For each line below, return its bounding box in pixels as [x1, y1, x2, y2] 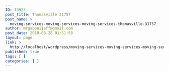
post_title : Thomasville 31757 [5, 12, 71, 17]
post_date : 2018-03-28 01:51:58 [5, 30, 73, 35]
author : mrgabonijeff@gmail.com [5, 26, 73, 31]
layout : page [5, 35, 33, 40]
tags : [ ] [5, 53, 26, 59]
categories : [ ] [5, 58, 39, 63]
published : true [5, 49, 39, 54]
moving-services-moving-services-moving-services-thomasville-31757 [10, 21, 156, 26]
